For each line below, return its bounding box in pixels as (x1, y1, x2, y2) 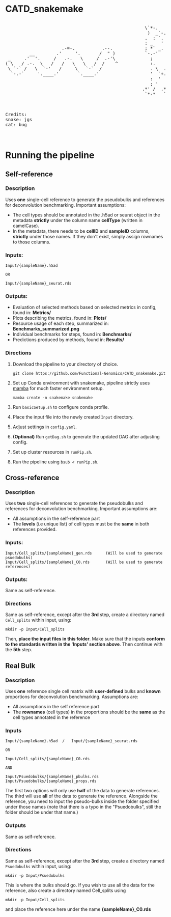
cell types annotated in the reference (12, 714, 91, 720)
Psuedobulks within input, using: (5, 863, 72, 869)
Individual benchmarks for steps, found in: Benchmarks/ (12, 331, 132, 338)
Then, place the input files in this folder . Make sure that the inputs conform (5, 636, 165, 642)
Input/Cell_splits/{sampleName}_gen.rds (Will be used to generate (5, 550, 163, 555)
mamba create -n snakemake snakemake (12, 395, 93, 400)
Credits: (5, 112, 27, 117)
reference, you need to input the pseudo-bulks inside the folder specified (5, 798, 159, 804)
